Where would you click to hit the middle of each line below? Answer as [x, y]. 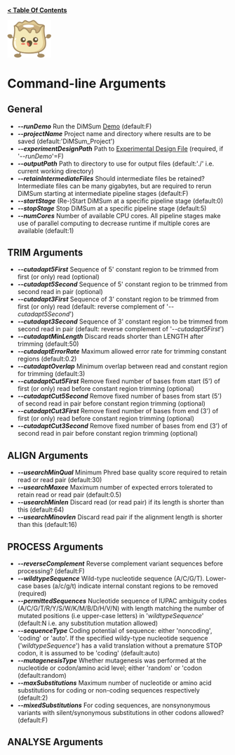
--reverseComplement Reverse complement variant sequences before [120, 563]
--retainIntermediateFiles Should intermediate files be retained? [111, 178]
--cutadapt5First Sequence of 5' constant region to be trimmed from [118, 269]
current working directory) [55, 171]
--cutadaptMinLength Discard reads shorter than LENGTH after [110, 337]
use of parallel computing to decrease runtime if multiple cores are [114, 223]
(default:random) [42, 675]
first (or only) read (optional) [58, 277]
